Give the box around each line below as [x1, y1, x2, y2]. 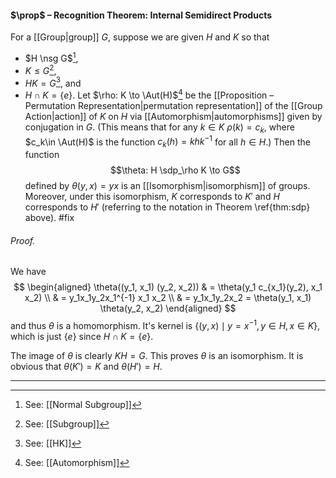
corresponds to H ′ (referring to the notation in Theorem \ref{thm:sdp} [24, 201, 311, 213]
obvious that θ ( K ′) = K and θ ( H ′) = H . [10, 360, 163, 372]
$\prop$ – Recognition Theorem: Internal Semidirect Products [10, 9, 273, 21]
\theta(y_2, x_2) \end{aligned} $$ [99, 302, 237, 315]
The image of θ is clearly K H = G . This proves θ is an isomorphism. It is [10, 349, 304, 361]
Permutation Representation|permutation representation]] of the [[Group [24, 99, 323, 111]
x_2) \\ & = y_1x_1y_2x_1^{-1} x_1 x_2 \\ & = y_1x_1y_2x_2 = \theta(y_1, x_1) [24, 292, 312, 304]
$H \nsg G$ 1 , [24, 51, 79, 64]
